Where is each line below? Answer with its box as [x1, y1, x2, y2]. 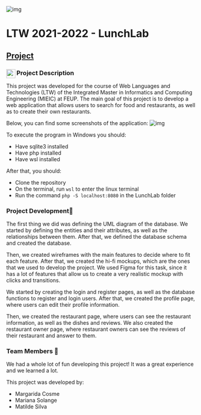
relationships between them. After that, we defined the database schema [6, 233, 187, 241]
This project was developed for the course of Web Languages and [6, 82, 170, 90]
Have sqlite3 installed [14, 143, 69, 150]
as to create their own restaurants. [6, 108, 91, 115]
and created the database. [6, 239, 72, 247]
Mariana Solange [14, 397, 57, 404]
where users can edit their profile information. [6, 301, 120, 309]
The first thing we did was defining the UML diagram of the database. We [6, 220, 188, 228]
